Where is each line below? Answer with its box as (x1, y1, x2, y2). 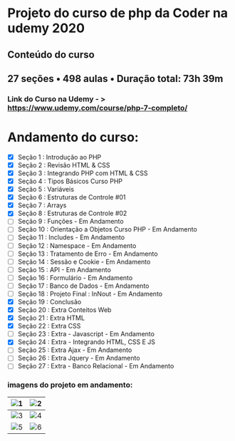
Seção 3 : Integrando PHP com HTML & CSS (17, 169, 148, 177)
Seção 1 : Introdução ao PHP (17, 152, 102, 161)
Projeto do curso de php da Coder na (7, 5, 229, 21)
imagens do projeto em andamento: (7, 380, 133, 390)
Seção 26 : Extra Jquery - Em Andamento (17, 354, 140, 363)
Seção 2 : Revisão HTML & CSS (17, 160, 110, 169)
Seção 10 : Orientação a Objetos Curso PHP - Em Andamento (17, 225, 197, 234)
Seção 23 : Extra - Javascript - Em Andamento (17, 330, 155, 338)
